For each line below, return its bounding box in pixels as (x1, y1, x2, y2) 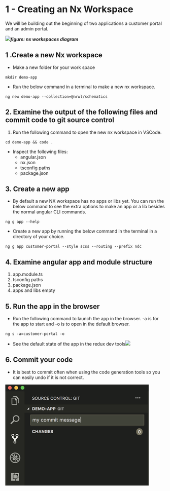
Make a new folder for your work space (12, 64, 95, 70)
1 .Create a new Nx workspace (5, 51, 103, 59)
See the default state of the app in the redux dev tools (12, 341, 126, 347)
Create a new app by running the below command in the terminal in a (12, 228, 157, 234)
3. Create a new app (5, 184, 70, 193)
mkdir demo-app (5, 74, 38, 80)
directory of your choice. (12, 234, 65, 240)
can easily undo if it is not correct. (12, 374, 84, 381)
